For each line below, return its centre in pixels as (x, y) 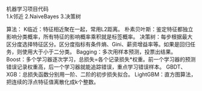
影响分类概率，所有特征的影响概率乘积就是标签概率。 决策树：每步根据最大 (99, 37)
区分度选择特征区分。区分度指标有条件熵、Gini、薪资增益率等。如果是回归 (98, 44)
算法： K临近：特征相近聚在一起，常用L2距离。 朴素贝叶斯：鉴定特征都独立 (100, 29)
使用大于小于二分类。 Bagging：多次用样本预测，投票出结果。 (99, 52)
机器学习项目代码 (27, 9)
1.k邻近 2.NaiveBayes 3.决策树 (44, 16)
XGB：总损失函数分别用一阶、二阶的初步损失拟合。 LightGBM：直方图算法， (101, 74)
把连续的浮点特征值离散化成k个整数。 (53, 82)
